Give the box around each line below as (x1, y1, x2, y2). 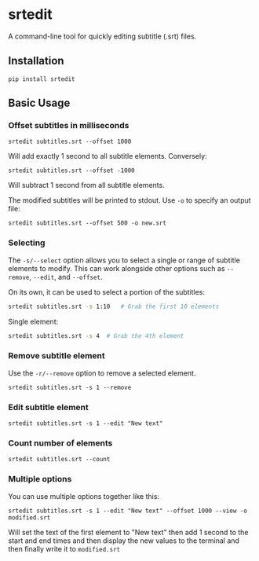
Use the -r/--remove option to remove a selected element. (8, 368, 196, 378)
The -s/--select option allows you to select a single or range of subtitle (8, 255, 241, 265)
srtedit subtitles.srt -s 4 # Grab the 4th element (8, 332, 184, 339)
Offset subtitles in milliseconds (8, 120, 129, 131)
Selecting (8, 237, 46, 248)
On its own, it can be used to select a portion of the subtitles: (8, 287, 206, 296)
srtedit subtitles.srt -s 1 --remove (8, 383, 132, 391)
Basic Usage (8, 97, 71, 110)
